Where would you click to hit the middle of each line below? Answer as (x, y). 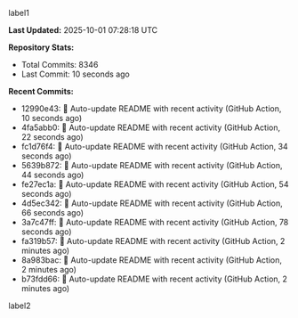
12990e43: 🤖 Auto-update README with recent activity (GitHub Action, (151, 109)
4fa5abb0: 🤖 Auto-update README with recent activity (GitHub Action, (151, 127)
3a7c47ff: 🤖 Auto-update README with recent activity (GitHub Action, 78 (155, 222)
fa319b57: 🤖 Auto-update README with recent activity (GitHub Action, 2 (153, 241)
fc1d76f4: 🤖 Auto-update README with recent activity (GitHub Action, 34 (154, 147)
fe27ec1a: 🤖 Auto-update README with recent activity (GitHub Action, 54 (155, 184)
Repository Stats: (41, 47)
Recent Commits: (41, 91)
